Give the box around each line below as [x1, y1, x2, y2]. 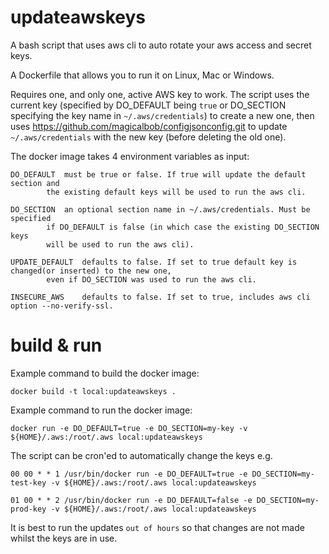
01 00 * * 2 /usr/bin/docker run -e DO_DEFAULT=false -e [10, 495, 253, 505]
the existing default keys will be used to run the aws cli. [46, 187, 307, 197]
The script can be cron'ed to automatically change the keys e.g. [10, 449, 273, 461]
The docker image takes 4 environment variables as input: [10, 150, 250, 162]
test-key [10, 477, 47, 488]
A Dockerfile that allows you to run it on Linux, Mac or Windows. [10, 69, 275, 81]
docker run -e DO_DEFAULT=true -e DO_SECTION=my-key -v [10, 423, 248, 433]
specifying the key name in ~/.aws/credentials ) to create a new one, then [10, 109, 315, 121]
